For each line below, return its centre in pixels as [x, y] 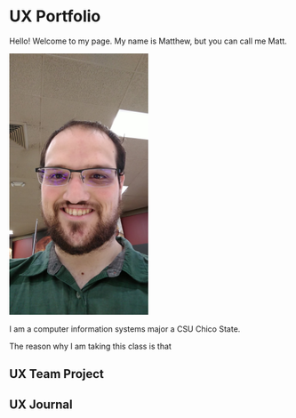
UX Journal [41, 404]
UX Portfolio [55, 16]
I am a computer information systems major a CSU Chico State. [125, 329]
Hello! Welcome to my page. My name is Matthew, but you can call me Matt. [148, 41]
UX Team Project [57, 374]
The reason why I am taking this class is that [90, 346]
